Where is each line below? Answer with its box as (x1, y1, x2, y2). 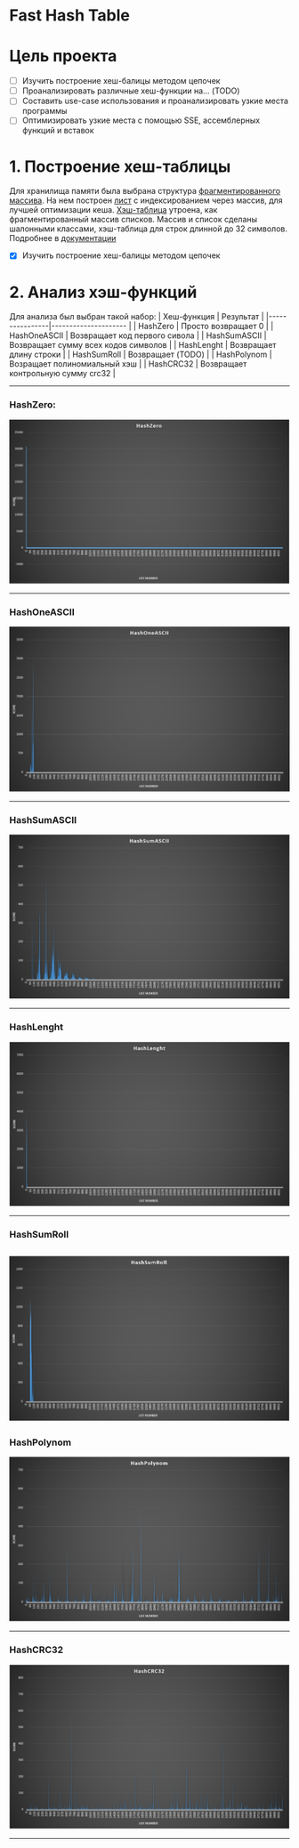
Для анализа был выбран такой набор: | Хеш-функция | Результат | (9, 311, 264, 322)
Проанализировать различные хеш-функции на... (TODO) (21, 85, 240, 96)
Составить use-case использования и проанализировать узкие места (21, 95, 289, 107)
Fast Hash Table (9, 5, 131, 26)
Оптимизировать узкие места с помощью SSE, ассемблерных (21, 115, 261, 125)
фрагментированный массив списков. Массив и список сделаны (9, 214, 258, 225)
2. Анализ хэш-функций (9, 282, 198, 303)
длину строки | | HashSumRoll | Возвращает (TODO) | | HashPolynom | (9, 349, 273, 360)
